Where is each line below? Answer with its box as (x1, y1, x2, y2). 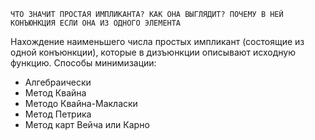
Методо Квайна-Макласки (24, 98, 138, 109)
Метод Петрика (24, 108, 92, 120)
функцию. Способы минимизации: (10, 57, 157, 69)
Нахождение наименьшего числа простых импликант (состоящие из (10, 36, 305, 47)
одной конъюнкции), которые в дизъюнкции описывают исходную (10, 46, 297, 58)
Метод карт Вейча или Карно (24, 119, 150, 130)
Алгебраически (24, 76, 92, 88)
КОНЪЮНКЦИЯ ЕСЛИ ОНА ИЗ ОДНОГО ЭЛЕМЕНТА (10, 18, 182, 28)
